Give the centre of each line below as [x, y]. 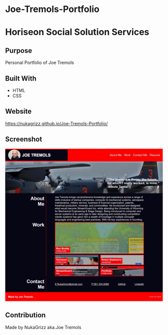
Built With [21, 78]
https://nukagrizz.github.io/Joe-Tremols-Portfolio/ [56, 123]
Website [18, 111]
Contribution [25, 315]
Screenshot [24, 139]
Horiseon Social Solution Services [77, 32]
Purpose [19, 50]
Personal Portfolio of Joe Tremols [39, 63]
